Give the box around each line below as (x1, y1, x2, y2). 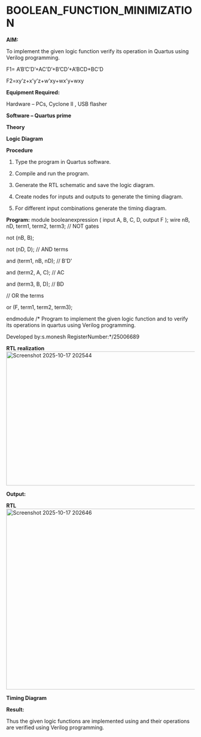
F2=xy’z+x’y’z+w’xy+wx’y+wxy (6, 77, 84, 84)
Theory (6, 123, 25, 130)
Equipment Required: (6, 88, 60, 96)
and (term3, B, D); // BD (6, 280, 65, 288)
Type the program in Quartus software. (14, 158, 111, 165)
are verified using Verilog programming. (6, 724, 105, 731)
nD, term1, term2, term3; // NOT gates (6, 222, 99, 230)
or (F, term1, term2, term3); (6, 303, 73, 311)
